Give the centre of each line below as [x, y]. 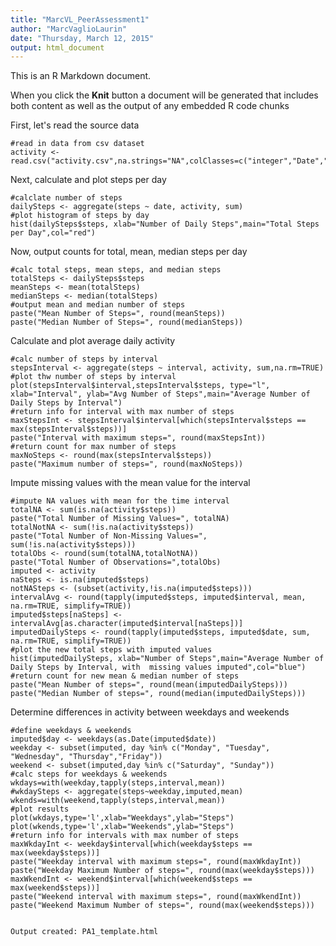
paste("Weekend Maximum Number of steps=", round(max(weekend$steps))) [162, 906]
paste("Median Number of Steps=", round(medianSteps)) [127, 322]
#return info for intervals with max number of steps [125, 836]
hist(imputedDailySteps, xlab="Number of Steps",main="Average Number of [167, 659]
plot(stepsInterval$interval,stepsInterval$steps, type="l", [140, 386]
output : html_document [57, 47]
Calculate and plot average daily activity [93, 341]
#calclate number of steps [66, 198]
